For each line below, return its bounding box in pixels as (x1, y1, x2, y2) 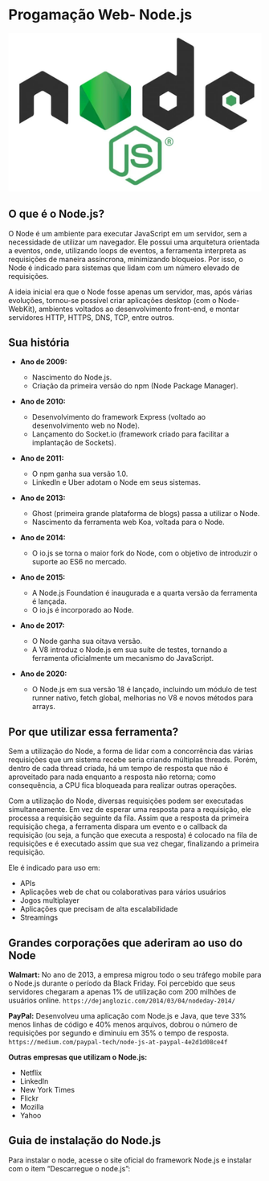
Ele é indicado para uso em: (8, 863, 100, 873)
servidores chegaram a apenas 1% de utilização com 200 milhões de (8, 987, 237, 996)
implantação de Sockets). (31, 438, 116, 448)
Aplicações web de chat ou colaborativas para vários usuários (19, 887, 226, 897)
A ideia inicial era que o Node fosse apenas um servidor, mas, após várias (8, 287, 253, 297)
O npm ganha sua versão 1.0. (31, 469, 128, 479)
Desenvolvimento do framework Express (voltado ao (31, 412, 206, 422)
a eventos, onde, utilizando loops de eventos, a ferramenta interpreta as (8, 245, 247, 255)
